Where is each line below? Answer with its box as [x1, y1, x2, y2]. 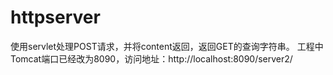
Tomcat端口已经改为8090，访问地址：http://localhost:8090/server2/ [10, 52, 293, 65]
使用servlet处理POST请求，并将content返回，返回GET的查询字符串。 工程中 [10, 40, 324, 52]
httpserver [10, 6, 101, 29]
